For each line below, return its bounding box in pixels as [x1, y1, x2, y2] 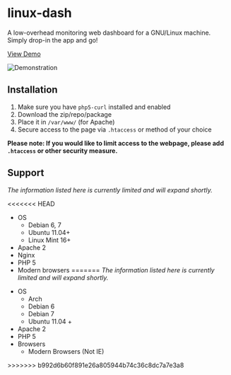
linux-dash [7, 5, 72, 21]
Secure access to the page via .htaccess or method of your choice [17, 125, 212, 134]
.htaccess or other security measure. [7, 146, 118, 155]
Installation [7, 83, 58, 96]
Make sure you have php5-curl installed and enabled [17, 103, 171, 111]
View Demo [7, 50, 41, 58]
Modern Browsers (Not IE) [28, 347, 105, 355]
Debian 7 [28, 309, 54, 318]
